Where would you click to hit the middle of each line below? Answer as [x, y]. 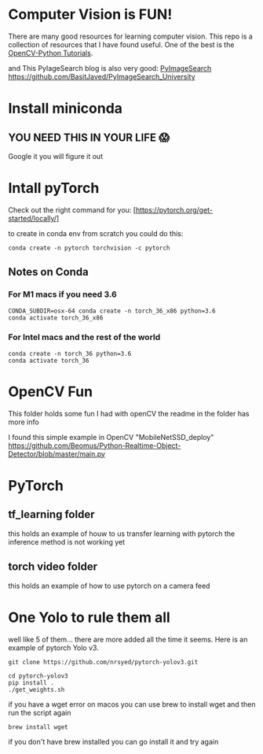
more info [24, 422]
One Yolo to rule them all [89, 617]
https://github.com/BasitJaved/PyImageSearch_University [102, 76]
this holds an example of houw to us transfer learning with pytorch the [122, 534]
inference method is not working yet [67, 541]
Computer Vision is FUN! [90, 15]
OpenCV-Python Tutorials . [51, 53]
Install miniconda [66, 109]
